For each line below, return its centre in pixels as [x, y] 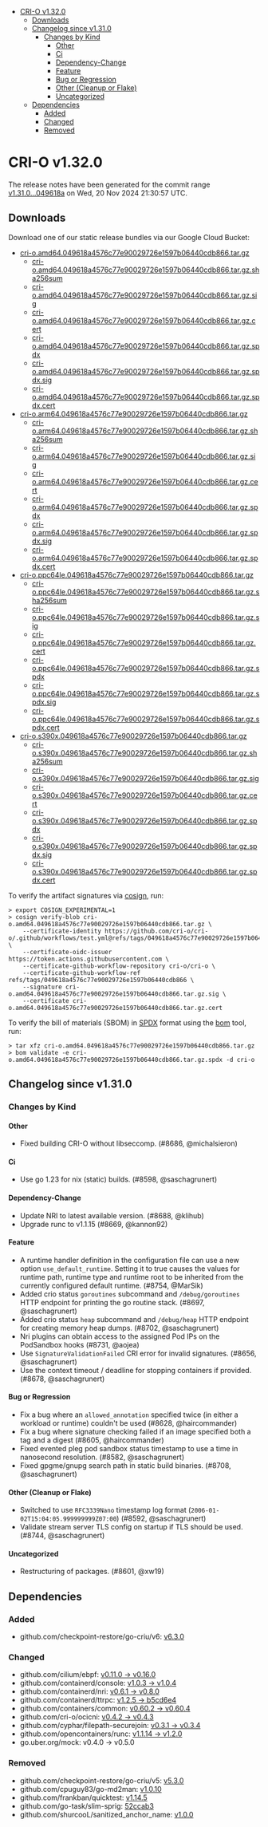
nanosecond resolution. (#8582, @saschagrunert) [102, 1457]
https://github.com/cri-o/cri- [157, 931]
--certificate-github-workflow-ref [82, 973]
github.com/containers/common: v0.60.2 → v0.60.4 [105, 1709]
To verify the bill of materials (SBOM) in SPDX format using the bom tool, [128, 1022]
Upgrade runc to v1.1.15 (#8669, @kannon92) [94, 1224]
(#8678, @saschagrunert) [62, 1379]
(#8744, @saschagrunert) [62, 1536]
